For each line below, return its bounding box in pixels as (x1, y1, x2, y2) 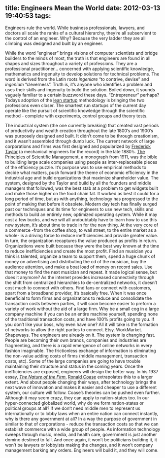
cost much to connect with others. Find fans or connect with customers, (5, 284, 152, 290)
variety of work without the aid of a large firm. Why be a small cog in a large (5, 306, 159, 312)
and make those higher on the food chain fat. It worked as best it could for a (5, 190, 159, 196)
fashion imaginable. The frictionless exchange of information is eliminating (5, 348, 156, 353)
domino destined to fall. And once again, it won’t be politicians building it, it (5, 436, 158, 443)
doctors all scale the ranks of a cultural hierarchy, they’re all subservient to (5, 30, 157, 36)
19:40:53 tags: (5, 12, 51, 20)
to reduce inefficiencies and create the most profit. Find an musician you (5, 248, 153, 254)
